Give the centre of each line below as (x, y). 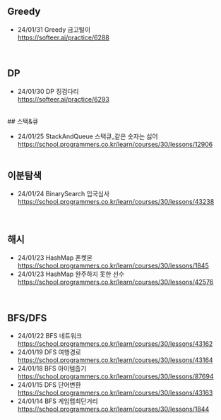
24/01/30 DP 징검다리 (48, 91)
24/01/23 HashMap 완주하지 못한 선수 (71, 274)
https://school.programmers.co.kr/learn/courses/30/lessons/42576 (115, 282)
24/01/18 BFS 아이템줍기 (52, 368)
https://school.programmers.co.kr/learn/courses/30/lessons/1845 (113, 266)
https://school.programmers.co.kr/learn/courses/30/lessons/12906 (115, 144)
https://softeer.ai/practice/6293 (63, 99)
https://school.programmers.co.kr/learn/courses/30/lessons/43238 (116, 202)
